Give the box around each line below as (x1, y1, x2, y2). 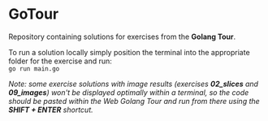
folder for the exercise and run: (8, 56, 112, 66)
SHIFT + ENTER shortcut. (8, 105, 93, 115)
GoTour (8, 5, 59, 24)
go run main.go (8, 64, 60, 73)
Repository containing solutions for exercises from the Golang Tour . (8, 32, 236, 41)
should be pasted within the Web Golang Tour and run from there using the (8, 96, 260, 106)
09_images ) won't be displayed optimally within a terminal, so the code (8, 87, 249, 97)
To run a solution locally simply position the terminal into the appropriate (8, 47, 250, 57)
